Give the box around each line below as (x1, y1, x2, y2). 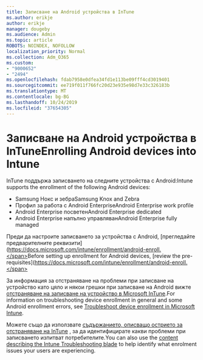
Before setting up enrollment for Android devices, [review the (27, 252, 181, 260)
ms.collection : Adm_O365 (6, 54, 69, 60)
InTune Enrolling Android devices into (6, 144, 196, 158)
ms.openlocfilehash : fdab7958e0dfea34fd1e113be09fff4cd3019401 (6, 77, 170, 83)
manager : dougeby (6, 26, 50, 32)
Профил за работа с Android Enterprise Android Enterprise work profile (15, 202, 194, 209)
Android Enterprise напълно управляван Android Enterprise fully (15, 215, 177, 222)
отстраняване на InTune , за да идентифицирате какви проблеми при (6, 328, 186, 335)
